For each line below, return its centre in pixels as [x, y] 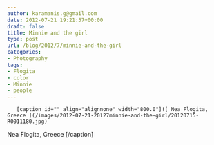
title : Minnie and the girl [48, 33]
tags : [15, 65]
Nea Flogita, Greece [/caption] [50, 135]
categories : [24, 52]
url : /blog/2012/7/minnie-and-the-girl [65, 46]
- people [20, 90]
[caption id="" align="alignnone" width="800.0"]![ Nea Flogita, [112, 110]
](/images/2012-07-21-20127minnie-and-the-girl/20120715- [114, 116]
